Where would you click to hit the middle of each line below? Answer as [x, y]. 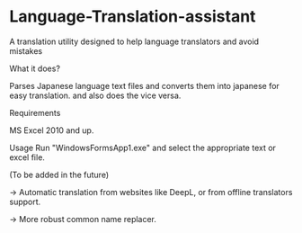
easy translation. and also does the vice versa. [95, 95]
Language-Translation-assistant [133, 17]
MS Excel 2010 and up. [52, 130]
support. [25, 202]
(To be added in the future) [59, 175]
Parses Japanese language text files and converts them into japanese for [145, 85]
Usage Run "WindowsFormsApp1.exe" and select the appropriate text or [143, 148]
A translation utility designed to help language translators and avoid [134, 41]
